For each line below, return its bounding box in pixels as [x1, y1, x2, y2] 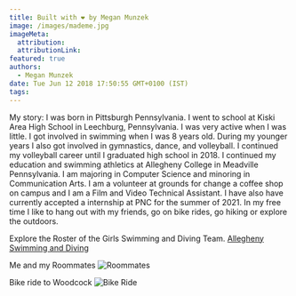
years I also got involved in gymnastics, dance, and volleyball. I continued [9, 140, 278, 151]
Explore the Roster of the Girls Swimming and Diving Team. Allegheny [9, 233, 265, 244]
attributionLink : [17, 46, 82, 55]
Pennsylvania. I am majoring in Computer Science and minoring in [9, 168, 251, 179]
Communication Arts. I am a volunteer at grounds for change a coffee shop [9, 178, 284, 188]
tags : [9, 87, 29, 96]
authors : [9, 63, 42, 72]
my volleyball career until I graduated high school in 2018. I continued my [9, 149, 277, 160]
